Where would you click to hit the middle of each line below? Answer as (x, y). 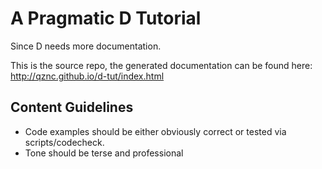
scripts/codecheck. (64, 142)
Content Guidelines (72, 107)
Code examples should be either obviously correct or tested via (155, 131)
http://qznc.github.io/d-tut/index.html (87, 76)
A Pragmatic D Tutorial (106, 18)
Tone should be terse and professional (104, 153)
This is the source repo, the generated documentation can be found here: (161, 65)
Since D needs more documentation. (86, 46)
